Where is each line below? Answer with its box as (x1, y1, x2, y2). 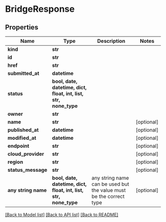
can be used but (91, 181, 129, 188)
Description (97, 38, 125, 44)
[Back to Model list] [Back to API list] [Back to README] (5, 212, 119, 218)
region (7, 159, 23, 165)
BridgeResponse (5, 3, 75, 15)
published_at (7, 127, 39, 133)
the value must (91, 187, 126, 193)
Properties (5, 23, 39, 32)
